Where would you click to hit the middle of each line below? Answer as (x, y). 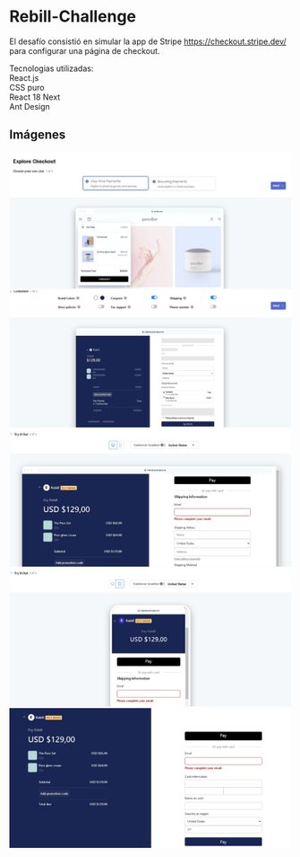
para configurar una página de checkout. (85, 50)
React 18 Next (35, 97)
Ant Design (30, 106)
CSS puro (27, 87)
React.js (24, 77)
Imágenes (38, 135)
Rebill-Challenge (73, 17)
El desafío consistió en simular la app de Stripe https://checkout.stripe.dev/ (148, 41)
